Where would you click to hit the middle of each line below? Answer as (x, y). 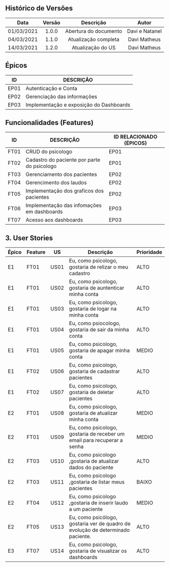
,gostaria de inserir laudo (99, 503)
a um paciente (86, 509)
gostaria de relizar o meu (99, 267)
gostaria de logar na (93, 309)
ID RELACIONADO (136, 137)
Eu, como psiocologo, (95, 323)
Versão (52, 22)
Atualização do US (94, 48)
